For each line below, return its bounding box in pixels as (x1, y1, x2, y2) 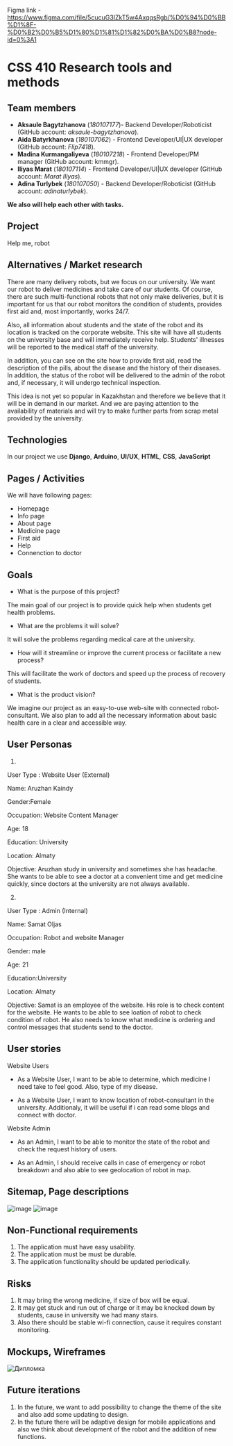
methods (7, 74, 60, 90)
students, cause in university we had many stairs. (17, 1311, 159, 1320)
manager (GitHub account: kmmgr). (17, 158, 119, 165)
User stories (7, 1043, 61, 1055)
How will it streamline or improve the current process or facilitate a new (17, 649, 222, 657)
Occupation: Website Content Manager (7, 811, 119, 819)
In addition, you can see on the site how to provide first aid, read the (7, 356, 202, 364)
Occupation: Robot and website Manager (7, 933, 125, 942)
